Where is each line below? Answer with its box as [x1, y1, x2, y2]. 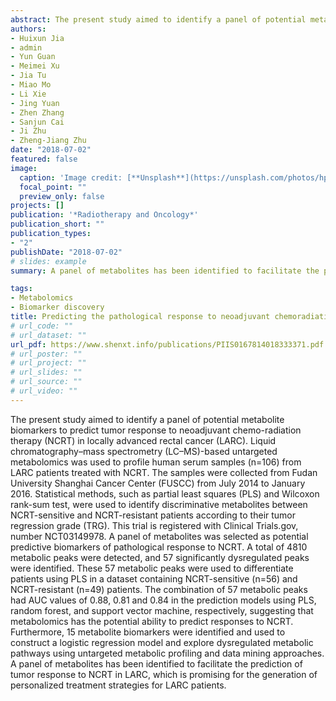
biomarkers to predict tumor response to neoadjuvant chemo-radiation [10, 424, 302, 436]
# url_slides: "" [10, 367, 83, 378]
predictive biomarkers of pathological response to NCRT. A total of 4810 [10, 541, 308, 553]
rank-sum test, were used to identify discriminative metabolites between [10, 498, 308, 510]
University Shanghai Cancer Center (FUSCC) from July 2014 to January [10, 477, 306, 489]
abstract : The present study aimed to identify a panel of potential [10, 14, 307, 25]
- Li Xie [10, 89, 47, 99]
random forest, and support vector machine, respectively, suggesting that [10, 604, 314, 616]
